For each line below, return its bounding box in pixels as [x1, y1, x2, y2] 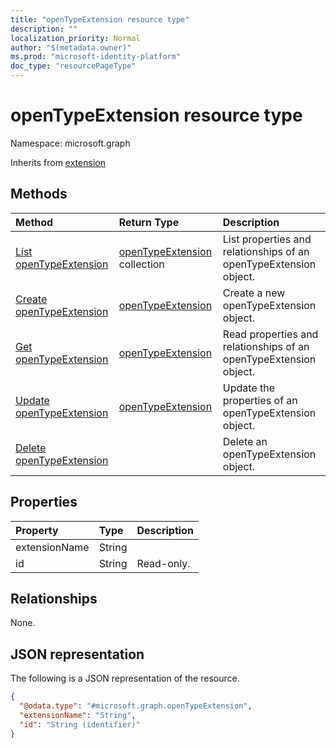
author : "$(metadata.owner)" [10, 42, 132, 53]
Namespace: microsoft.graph [10, 137, 131, 149]
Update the [222, 381, 276, 395]
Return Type [118, 215, 180, 229]
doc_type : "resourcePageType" [10, 61, 137, 71]
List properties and [222, 232, 312, 246]
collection [118, 257, 165, 271]
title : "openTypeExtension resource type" [10, 14, 190, 25]
